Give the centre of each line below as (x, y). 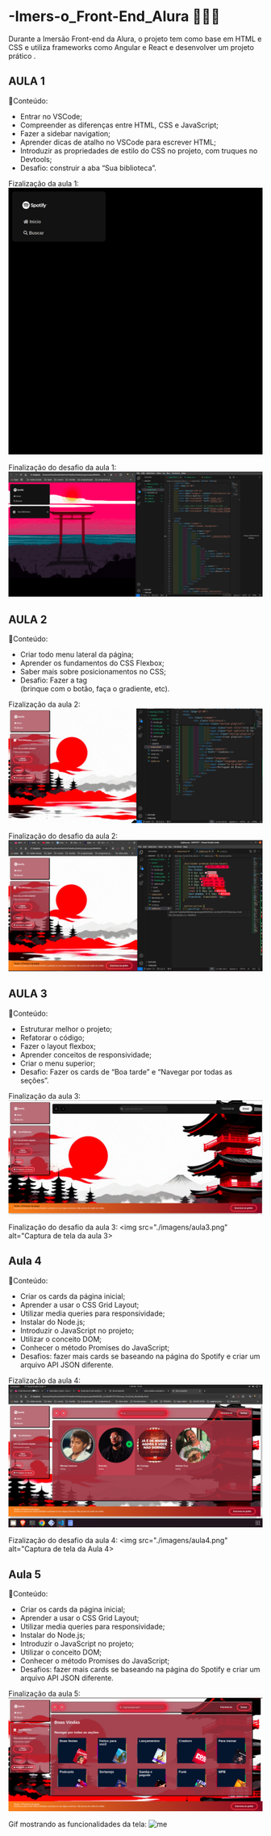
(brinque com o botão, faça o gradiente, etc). (95, 688)
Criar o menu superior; (58, 1063)
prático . (22, 56)
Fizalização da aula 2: (44, 704)
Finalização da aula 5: (44, 1694)
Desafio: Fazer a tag (53, 680)
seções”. (35, 1080)
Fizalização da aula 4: (44, 1380)
